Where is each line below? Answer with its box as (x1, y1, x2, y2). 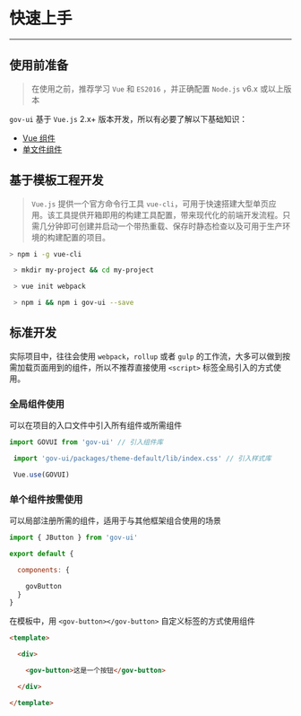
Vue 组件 (21, 132, 56, 144)
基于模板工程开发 (9, 172, 104, 188)
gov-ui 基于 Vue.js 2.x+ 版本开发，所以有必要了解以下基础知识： (9, 113, 248, 124)
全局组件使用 (9, 397, 65, 410)
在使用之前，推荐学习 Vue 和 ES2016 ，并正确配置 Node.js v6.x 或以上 (30, 83, 284, 94)
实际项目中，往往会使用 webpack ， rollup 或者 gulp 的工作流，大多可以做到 (9, 351, 283, 362)
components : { (17, 565, 70, 574)
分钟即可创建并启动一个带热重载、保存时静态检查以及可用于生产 (47, 221, 283, 231)
